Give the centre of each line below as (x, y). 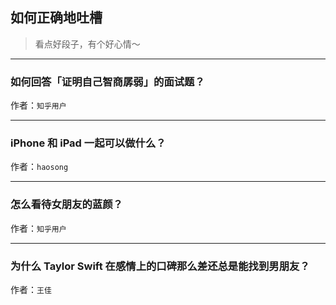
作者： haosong (39, 167)
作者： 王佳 (31, 289)
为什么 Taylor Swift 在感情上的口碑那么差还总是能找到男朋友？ (160, 266)
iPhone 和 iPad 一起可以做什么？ (88, 143)
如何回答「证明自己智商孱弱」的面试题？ (107, 81)
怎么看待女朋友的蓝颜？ (66, 205)
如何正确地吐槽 (56, 18)
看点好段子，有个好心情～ (87, 44)
